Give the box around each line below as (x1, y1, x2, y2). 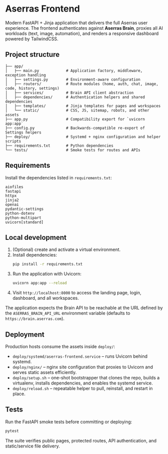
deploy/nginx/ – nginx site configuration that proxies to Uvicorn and (12, 364, 153, 370)
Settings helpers (5, 129, 42, 135)
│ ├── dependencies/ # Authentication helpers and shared (5, 94, 145, 100)
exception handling (5, 73, 46, 78)
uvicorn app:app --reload (12, 281, 67, 286)
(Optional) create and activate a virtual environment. (12, 246, 121, 252)
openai (5, 202, 19, 207)
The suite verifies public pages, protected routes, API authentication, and (5, 437, 157, 443)
